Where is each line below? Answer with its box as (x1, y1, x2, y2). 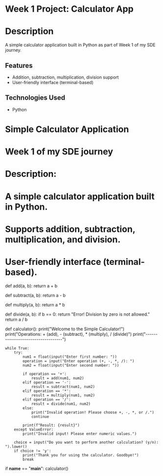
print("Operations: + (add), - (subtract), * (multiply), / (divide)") (5, 331, 132, 337)
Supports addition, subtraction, (5, 223, 136, 235)
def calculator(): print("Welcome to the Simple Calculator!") (5, 326, 125, 332)
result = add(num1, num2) (31, 375, 84, 381)
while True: (5, 346, 29, 350)
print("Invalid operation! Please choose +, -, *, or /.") (31, 410, 154, 415)
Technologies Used (5, 94, 65, 102)
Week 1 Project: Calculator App (5, 3, 134, 15)
